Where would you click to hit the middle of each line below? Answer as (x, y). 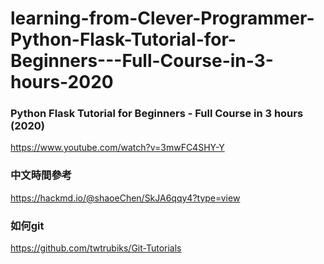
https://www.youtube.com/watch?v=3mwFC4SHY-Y (117, 148)
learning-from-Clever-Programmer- (162, 18)
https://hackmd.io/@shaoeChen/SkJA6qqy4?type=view (125, 198)
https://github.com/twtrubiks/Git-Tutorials (96, 248)
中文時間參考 (41, 175)
